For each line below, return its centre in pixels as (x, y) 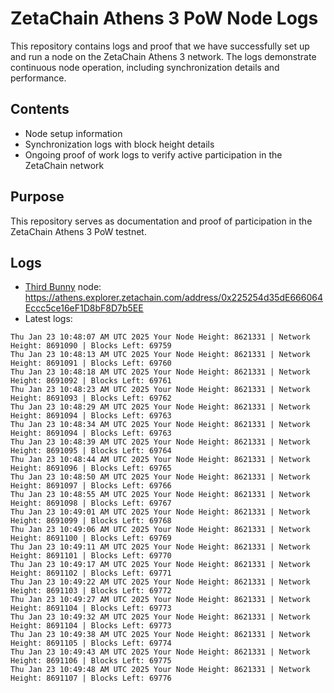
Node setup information (73, 133)
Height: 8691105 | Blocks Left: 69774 (91, 643)
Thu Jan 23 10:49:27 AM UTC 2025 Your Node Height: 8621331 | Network (160, 600)
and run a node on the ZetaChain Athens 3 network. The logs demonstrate (163, 56)
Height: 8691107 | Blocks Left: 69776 (91, 678)
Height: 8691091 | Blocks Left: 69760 (91, 363)
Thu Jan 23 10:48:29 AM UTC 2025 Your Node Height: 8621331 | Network (160, 407)
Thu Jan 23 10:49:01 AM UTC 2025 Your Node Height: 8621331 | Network (160, 512)
